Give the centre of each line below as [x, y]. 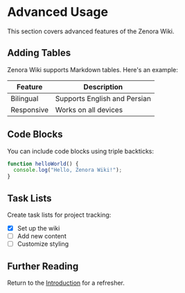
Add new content [42, 236]
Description [103, 87]
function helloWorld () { [43, 163]
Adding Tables [39, 53]
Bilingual [25, 98]
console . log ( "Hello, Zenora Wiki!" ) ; [68, 170]
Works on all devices [89, 109]
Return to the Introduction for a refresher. [66, 283]
